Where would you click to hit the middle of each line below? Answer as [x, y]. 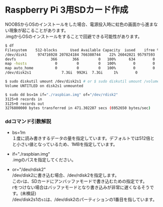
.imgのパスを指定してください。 [44, 159]
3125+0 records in [24, 99]
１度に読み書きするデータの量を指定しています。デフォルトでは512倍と [83, 138]
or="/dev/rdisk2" [29, 169]
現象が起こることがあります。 [39, 30]
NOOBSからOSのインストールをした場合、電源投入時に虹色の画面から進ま [79, 24]
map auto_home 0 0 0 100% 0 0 [80, 68]
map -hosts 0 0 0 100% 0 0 [80, 64]
